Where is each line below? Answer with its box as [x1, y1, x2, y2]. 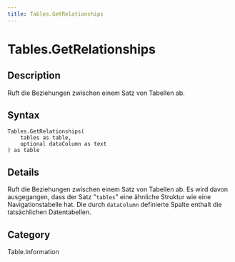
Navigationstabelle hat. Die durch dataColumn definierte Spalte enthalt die [7, 201, 223, 209]
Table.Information [7, 248, 59, 256]
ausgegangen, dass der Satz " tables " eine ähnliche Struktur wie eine [7, 193, 211, 201]
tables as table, [20, 134, 72, 141]
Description [7, 69, 61, 82]
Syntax [7, 109, 40, 121]
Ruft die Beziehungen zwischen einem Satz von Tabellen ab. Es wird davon [7, 185, 229, 193]
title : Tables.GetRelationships [7, 10, 104, 18]
